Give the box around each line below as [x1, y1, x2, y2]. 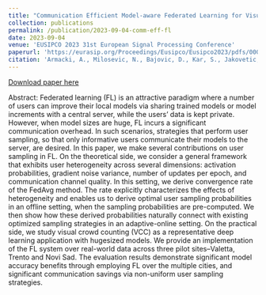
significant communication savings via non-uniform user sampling [8, 269, 224, 278]
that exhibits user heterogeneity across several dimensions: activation [8, 160, 236, 169]
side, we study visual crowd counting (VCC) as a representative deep [8, 227, 234, 236]
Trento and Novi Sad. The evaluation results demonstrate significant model [8, 252, 253, 262]
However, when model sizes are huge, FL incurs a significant [8, 118, 207, 127]
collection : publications [8, 19, 93, 27]
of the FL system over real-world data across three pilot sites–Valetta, [8, 244, 235, 253]
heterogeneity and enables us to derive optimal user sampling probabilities [8, 193, 252, 202]
